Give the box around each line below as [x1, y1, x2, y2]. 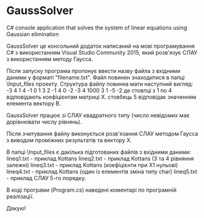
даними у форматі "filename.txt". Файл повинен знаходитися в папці [6, 73, 185, 81]
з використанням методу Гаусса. [6, 55, 93, 62]
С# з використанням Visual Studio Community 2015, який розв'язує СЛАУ [6, 48, 198, 56]
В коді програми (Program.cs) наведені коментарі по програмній [6, 186, 177, 194]
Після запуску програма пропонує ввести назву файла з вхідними [6, 67, 181, 74]
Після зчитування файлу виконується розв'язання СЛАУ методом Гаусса [6, 130, 198, 137]
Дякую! [6, 205, 26, 212]
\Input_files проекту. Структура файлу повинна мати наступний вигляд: [6, 80, 194, 88]
